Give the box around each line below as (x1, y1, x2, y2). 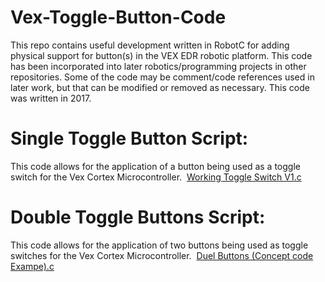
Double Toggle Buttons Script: (10, 206, 266, 229)
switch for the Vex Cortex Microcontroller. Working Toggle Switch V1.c (10, 171, 302, 183)
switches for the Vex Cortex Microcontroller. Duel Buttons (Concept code (10, 249, 314, 261)
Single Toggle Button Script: (10, 127, 249, 150)
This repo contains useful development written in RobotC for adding (10, 39, 290, 51)
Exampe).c (10, 260, 55, 272)
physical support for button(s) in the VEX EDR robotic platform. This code (10, 49, 313, 61)
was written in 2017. (10, 92, 92, 104)
